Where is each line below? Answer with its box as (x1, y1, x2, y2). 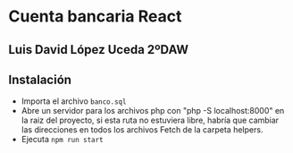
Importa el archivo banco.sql (21, 96, 127, 106)
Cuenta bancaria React (8, 6, 182, 27)
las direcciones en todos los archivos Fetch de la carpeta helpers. (21, 124, 264, 135)
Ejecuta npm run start (21, 134, 104, 145)
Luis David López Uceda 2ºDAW (8, 42, 189, 57)
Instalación (8, 72, 72, 87)
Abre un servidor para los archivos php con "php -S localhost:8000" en (21, 106, 285, 116)
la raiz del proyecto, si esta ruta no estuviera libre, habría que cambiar (21, 115, 279, 126)
